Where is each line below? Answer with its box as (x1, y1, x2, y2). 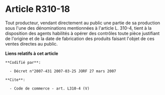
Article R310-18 (5, 3, 70, 15)
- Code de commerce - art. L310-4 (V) (9, 86, 90, 91)
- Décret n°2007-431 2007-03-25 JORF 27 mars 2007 (9, 68, 116, 74)
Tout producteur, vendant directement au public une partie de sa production (5, 20, 160, 26)
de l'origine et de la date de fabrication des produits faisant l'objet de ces (5, 36, 155, 42)
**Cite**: (5, 77, 26, 82)
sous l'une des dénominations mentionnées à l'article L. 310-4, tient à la (5, 25, 152, 31)
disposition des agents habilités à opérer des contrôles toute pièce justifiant (5, 30, 160, 36)
